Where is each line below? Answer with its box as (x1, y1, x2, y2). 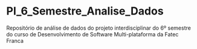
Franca (6, 37, 24, 44)
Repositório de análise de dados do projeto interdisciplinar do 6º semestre (6, 24, 192, 31)
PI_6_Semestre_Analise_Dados (6, 4, 164, 18)
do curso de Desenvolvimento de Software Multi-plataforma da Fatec (6, 30, 179, 38)
